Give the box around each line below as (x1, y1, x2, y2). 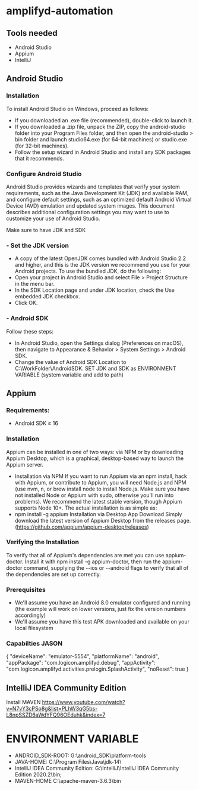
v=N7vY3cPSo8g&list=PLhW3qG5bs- (6, 705, 98, 712)
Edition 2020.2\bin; (14, 771, 62, 778)
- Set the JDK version (6, 241, 70, 249)
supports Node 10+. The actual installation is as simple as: (14, 504, 157, 511)
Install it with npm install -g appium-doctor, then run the (24, 558, 162, 565)
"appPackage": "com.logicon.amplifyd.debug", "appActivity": (6, 659, 156, 666)
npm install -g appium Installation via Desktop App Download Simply (14, 510, 182, 517)
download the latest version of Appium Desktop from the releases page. (14, 517, 191, 524)
